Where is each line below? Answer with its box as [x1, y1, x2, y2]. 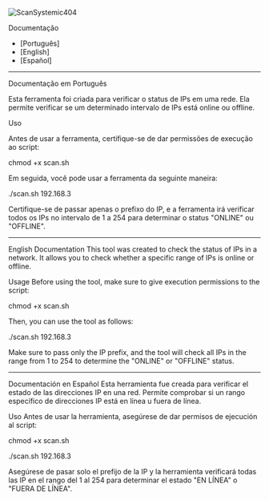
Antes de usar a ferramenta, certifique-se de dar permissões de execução [8, 134, 254, 143]
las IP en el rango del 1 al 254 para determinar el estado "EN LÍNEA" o [8, 475, 238, 485]
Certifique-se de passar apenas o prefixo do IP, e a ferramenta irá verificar [8, 204, 255, 214]
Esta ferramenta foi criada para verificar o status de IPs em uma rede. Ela [8, 95, 250, 103]
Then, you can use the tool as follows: [8, 317, 134, 326]
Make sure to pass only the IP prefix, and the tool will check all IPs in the [8, 348, 247, 357]
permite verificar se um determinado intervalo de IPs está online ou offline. [8, 103, 255, 112]
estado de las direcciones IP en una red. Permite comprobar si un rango [8, 388, 246, 397]
